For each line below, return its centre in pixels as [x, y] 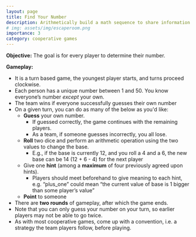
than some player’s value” [63, 190]
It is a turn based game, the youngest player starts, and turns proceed [99, 78]
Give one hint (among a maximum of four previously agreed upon [103, 165]
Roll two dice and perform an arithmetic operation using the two [101, 140]
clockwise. [28, 84]
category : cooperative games [42, 39]
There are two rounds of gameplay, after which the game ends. [91, 203]
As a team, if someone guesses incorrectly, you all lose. [99, 134]
